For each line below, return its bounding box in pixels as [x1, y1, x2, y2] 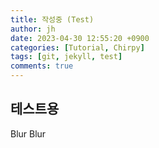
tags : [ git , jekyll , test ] [10, 52, 123, 62]
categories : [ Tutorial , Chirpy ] [10, 42, 145, 53]
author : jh [10, 24, 56, 34]
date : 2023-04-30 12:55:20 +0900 [10, 33, 150, 43]
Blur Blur [10, 127, 47, 140]
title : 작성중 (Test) [10, 14, 95, 25]
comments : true [10, 61, 74, 71]
